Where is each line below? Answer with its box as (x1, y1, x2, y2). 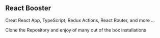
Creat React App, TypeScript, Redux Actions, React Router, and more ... (5, 17, 155, 23)
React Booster (5, 4, 51, 12)
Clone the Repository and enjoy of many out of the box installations (5, 27, 147, 33)
